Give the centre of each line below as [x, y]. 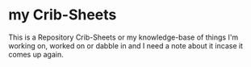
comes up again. [36, 54]
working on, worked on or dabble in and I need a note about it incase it [126, 45]
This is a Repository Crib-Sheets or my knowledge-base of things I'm [123, 37]
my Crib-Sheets [63, 15]
